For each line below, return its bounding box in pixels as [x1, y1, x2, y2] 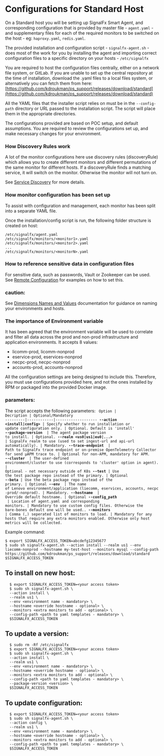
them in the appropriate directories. [5, 110, 77, 116]
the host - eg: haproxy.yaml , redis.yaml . [5, 35, 86, 41]
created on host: [5, 222, 38, 229]
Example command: [5, 529, 45, 535]
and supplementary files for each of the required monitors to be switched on [5, 30, 159, 36]
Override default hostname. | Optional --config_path [5, 495, 117, 499]
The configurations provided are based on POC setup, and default [5, 120, 139, 126]
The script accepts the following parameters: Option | [5, 408, 117, 414]
